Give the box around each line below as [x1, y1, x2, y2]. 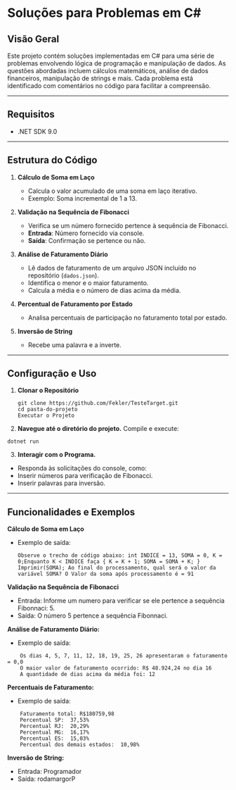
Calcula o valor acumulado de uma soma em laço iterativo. [27, 187, 198, 195]
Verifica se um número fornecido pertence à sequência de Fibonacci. [27, 221, 229, 230]
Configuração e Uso [7, 368, 97, 380]
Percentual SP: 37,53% [20, 717, 90, 724]
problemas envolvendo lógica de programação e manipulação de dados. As [7, 59, 226, 68]
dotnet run [7, 438, 39, 445]
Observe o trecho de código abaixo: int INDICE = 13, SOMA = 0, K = [17, 552, 223, 559]
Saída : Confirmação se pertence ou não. [27, 236, 146, 244]
